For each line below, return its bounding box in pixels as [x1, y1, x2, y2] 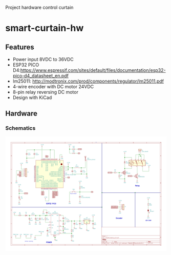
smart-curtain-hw [5, 23, 84, 34]
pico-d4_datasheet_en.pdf [12, 73, 69, 79]
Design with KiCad [12, 94, 52, 101]
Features [5, 43, 34, 51]
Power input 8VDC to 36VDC [12, 56, 74, 62]
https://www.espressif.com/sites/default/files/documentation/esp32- [20, 67, 166, 73]
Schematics [5, 125, 36, 132]
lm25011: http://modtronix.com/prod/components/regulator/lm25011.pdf [12, 78, 164, 84]
